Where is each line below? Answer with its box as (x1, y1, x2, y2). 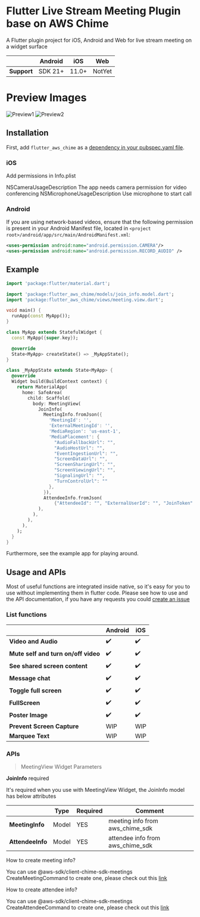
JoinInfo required (6, 775, 49, 782)
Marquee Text (9, 732, 49, 740)
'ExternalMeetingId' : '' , (48, 423, 113, 429)
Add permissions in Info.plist (6, 172, 76, 179)
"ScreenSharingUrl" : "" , (54, 462, 116, 468)
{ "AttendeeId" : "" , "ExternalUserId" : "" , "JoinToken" (54, 501, 193, 506)
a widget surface (6, 43, 48, 50)
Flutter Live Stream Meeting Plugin (6, 4, 181, 18)
